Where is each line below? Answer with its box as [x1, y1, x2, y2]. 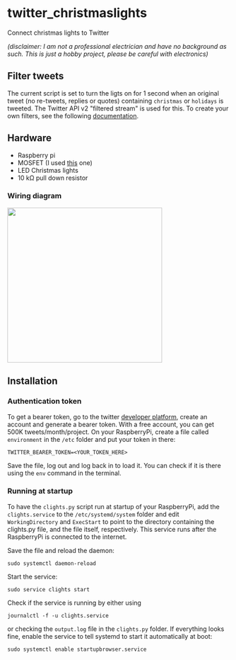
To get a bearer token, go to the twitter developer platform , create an [7, 412, 208, 421]
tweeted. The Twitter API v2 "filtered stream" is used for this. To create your [7, 104, 229, 113]
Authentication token [7, 397, 82, 406]
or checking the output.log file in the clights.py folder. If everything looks [7, 625, 225, 633]
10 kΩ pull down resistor [17, 173, 88, 182]
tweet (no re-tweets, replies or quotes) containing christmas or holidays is [7, 96, 224, 105]
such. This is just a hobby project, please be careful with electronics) [7, 50, 208, 58]
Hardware [7, 132, 52, 144]
